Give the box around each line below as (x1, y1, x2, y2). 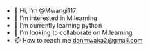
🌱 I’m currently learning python (13, 21, 102, 29)
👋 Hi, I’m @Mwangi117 (13, 7, 77, 14)
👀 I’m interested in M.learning (13, 14, 98, 22)
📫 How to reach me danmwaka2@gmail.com (13, 37, 143, 44)
